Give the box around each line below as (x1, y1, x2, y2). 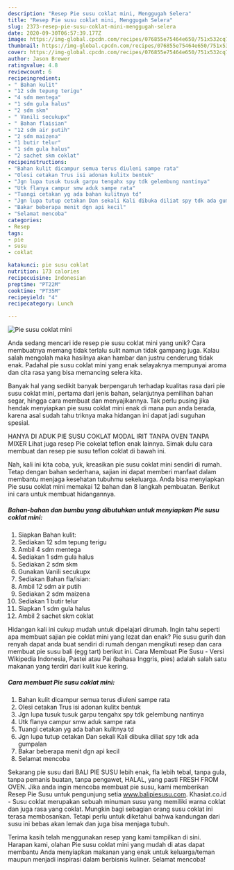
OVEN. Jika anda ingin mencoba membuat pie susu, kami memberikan (8, 783, 209, 792)
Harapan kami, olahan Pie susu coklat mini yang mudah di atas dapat (8, 841, 205, 849)
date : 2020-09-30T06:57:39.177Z (8, 29, 101, 37)
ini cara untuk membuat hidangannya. (8, 490, 116, 499)
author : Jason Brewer (8, 56, 71, 62)
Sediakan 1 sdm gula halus (17, 553, 94, 561)
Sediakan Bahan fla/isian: (17, 575, 91, 583)
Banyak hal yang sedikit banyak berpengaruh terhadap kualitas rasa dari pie (8, 382, 225, 390)
